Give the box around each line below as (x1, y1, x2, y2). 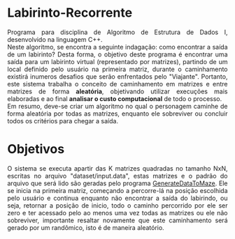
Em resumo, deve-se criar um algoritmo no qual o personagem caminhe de (7, 102, 228, 110)
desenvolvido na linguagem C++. (7, 35, 103, 43)
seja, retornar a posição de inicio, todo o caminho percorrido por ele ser (7, 201, 228, 210)
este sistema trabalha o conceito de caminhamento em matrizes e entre (7, 79, 228, 88)
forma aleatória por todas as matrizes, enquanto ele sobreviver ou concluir (7, 109, 228, 118)
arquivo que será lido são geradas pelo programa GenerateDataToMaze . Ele (7, 179, 228, 187)
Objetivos (7, 141, 65, 157)
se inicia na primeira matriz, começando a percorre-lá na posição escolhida (7, 186, 228, 194)
